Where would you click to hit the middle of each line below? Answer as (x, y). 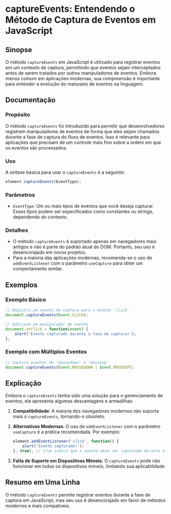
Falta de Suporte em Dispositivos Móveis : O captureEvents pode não (87, 461)
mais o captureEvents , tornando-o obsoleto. (59, 416)
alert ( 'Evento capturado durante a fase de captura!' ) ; (76, 334)
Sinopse (19, 50)
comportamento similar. (38, 269)
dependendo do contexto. (40, 217)
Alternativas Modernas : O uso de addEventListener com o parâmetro (87, 427)
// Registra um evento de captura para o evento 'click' (68, 310)
